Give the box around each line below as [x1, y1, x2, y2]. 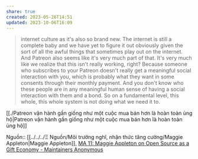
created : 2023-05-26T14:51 [6, 14, 73, 20]
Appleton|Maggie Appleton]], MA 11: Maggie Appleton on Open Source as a [6, 140, 190, 147]
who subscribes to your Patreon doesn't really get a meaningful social [20, 67, 191, 74]
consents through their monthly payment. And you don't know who [20, 79, 184, 87]
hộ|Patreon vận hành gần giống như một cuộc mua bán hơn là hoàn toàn [6, 116, 183, 123]
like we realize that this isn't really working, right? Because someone [20, 61, 187, 68]
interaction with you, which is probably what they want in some [20, 73, 174, 80]
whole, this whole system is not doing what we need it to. [20, 98, 161, 105]
